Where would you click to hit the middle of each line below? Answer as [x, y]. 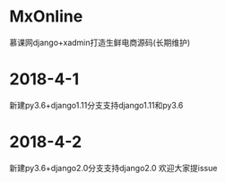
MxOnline [46, 17]
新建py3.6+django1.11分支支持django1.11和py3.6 [96, 105]
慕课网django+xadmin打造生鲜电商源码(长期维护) [100, 42]
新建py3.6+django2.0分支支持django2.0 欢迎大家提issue [113, 168]
